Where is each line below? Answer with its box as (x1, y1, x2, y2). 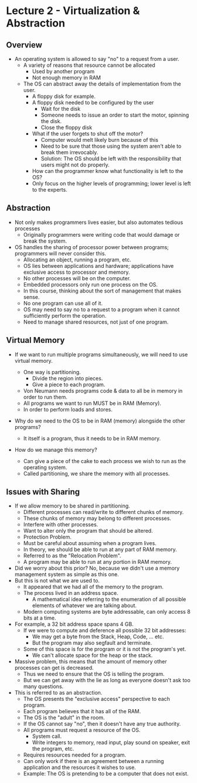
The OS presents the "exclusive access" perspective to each (23, 696, 170, 703)
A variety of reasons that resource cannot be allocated (23, 62, 155, 69)
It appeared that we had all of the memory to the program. (23, 583, 164, 590)
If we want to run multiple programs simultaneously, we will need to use (14, 350, 188, 358)
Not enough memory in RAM (32, 74, 101, 81)
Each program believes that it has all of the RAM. (23, 708, 141, 715)
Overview (6, 40, 43, 50)
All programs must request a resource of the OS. (23, 727, 141, 734)
